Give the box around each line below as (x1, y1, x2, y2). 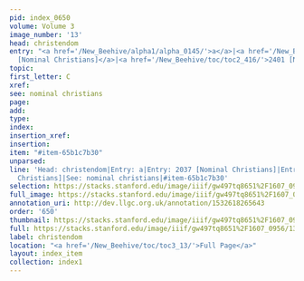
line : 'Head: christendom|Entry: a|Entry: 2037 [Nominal (9, 165, 229, 174)
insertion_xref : (9, 131, 71, 140)
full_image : (9, 190, 54, 199)
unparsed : (9, 156, 47, 166)
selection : (9, 182, 51, 191)
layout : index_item (9, 249, 83, 258)
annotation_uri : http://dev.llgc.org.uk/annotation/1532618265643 (9, 199, 265, 208)
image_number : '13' (9, 30, 83, 39)
